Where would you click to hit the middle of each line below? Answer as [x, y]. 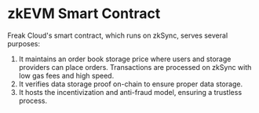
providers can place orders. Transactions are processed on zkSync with [135, 67]
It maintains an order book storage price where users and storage [125, 59]
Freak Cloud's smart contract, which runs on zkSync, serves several [118, 35]
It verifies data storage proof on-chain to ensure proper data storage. [131, 84]
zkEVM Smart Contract [84, 14]
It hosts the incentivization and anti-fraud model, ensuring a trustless [130, 92]
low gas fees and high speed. [66, 75]
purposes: [24, 43]
